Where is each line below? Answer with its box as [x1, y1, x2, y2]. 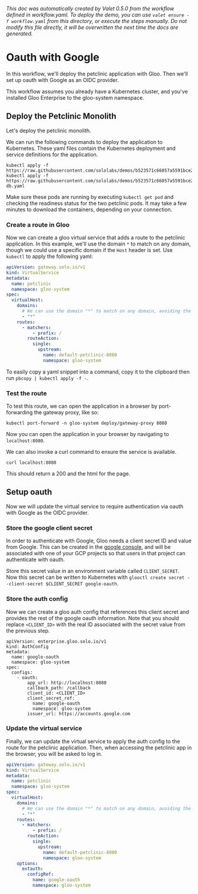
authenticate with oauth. [6, 556, 65, 563]
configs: [11, 669, 33, 675]
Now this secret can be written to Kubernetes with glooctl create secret [6, 574, 185, 581]
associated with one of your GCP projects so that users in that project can [6, 550, 186, 557]
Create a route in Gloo [6, 221, 70, 229]
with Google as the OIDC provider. [6, 509, 89, 516]
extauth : [21, 866, 44, 872]
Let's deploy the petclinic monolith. [6, 127, 91, 134]
